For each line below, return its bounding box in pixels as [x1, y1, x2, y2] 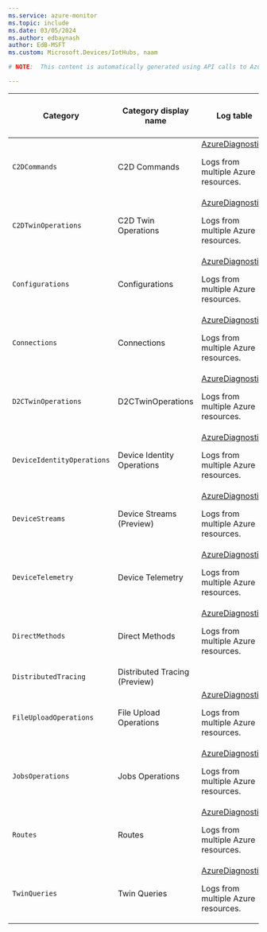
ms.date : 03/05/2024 [8, 26, 77, 34]
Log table [215, 110, 253, 121]
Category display [122, 105, 189, 116]
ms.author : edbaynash [8, 33, 80, 42]
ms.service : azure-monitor [8, 11, 98, 20]
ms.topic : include [8, 19, 69, 27]
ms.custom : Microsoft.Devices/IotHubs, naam [8, 49, 158, 56]
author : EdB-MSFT [8, 41, 66, 49]
